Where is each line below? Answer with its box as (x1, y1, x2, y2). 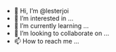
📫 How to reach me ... (13, 37, 79, 45)
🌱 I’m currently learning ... (13, 22, 89, 30)
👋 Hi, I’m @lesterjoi (13, 7, 69, 15)
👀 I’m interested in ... (13, 14, 74, 22)
